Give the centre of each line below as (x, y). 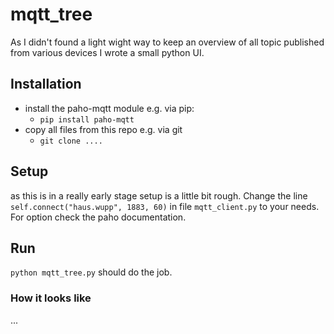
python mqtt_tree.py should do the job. (91, 272)
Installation (46, 84)
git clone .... (71, 141)
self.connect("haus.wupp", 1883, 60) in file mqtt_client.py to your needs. (165, 206)
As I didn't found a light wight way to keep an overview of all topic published (167, 42)
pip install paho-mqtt (87, 119)
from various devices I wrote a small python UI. (107, 52)
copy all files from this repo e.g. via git (103, 129)
